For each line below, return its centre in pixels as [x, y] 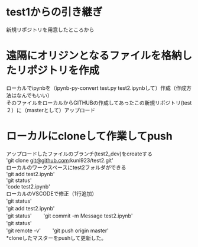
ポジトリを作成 [63, 71]
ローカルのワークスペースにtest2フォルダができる [66, 167]
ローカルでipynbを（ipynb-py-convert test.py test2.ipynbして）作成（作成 [96, 88]
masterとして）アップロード [61, 110]
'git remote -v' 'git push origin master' [58, 230]
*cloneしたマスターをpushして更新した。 [55, 238]
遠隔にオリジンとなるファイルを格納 [94, 56]
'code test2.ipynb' [28, 186]
